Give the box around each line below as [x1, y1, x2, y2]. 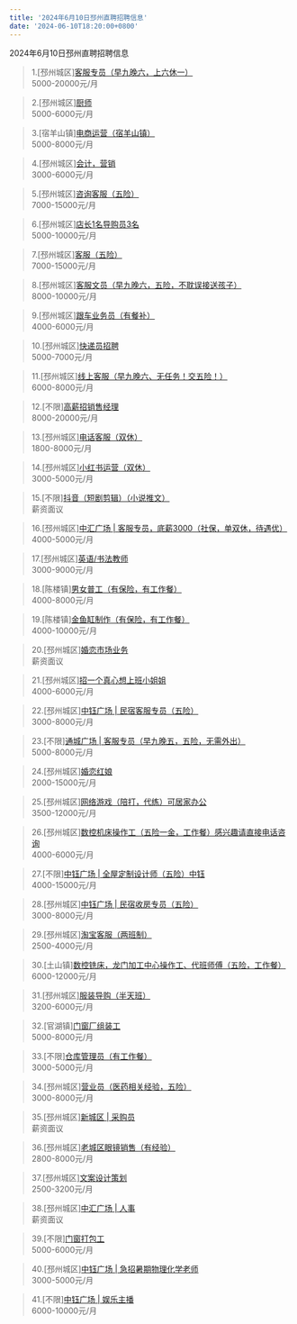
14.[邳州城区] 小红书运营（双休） [31, 461, 151, 473]
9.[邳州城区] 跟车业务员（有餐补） [31, 310, 156, 321]
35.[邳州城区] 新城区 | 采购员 [31, 1111, 136, 1122]
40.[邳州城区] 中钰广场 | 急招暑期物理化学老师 [31, 1263, 200, 1274]
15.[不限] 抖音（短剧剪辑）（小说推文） [31, 492, 170, 503]
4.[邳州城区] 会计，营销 [31, 158, 116, 168]
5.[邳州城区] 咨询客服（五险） [31, 188, 139, 199]
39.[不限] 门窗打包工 [31, 1233, 105, 1244]
